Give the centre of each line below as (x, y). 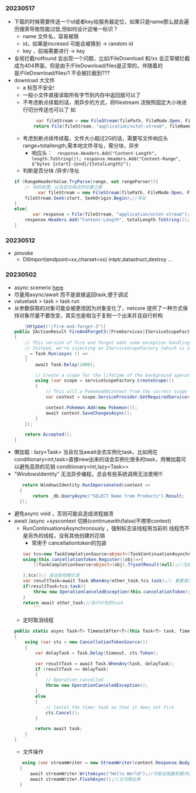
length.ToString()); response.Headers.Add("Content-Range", (106, 159)
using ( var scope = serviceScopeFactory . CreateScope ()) (105, 381)
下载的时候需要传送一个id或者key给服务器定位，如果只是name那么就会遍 (102, 22)
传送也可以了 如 (57, 110)
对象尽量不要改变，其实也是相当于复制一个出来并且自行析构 (91, 315)
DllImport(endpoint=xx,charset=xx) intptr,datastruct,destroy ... (98, 259)
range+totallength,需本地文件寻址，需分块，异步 (81, 146)
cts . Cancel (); (63, 713)
